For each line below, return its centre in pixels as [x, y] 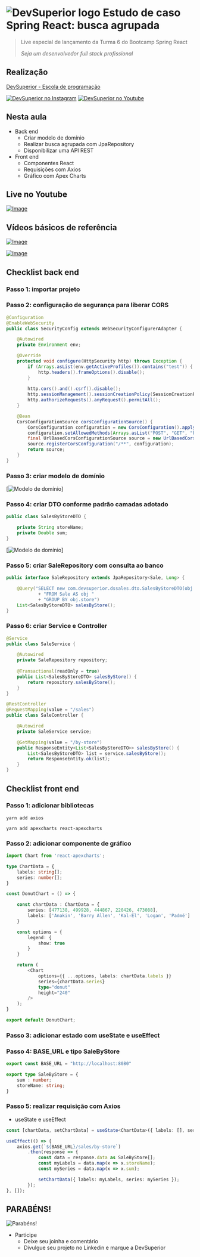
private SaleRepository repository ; [62, 660]
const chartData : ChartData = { [58, 905]
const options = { [40, 932]
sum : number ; [34, 1080]
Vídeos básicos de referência [62, 227]
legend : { [40, 937]
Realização [27, 72]
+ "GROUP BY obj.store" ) [69, 599]
